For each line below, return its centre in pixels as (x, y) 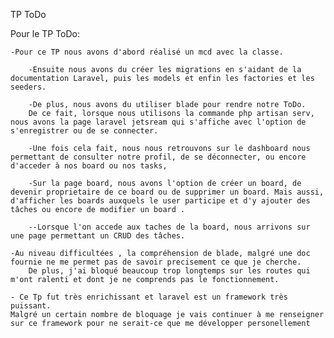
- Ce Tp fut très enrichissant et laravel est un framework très (149, 297)
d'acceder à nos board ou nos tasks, (89, 166)
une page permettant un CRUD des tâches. (98, 236)
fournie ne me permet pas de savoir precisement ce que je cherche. (156, 262)
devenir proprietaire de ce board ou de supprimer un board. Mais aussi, (167, 192)
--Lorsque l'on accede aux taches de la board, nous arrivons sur (169, 227)
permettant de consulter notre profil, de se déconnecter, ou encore (158, 157)
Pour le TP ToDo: (45, 33)
